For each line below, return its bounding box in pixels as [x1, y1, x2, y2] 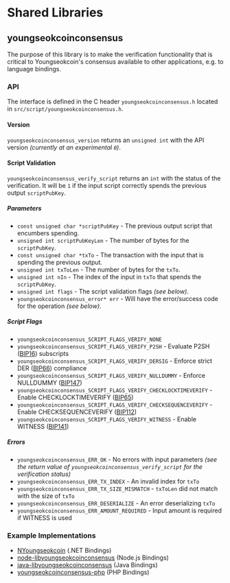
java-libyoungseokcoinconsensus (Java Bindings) [16, 560, 158, 569]
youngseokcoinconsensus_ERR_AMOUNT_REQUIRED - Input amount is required [16, 506, 222, 514]
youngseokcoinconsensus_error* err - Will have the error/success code [16, 294, 218, 302]
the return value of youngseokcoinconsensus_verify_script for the [16, 462, 203, 471]
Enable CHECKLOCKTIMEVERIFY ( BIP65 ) [16, 393, 134, 401]
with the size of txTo [16, 492, 75, 500]
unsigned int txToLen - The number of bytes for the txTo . [16, 265, 181, 274]
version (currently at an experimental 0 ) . [7, 143, 122, 152]
